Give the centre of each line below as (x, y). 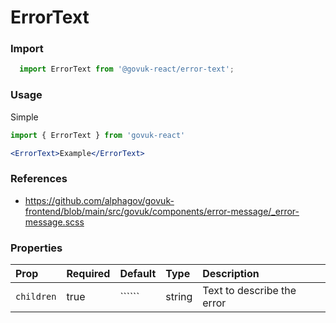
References (39, 179)
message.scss (54, 222)
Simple (24, 117)
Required (88, 273)
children (36, 296)
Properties (36, 248)
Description (231, 273)
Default (138, 273)
